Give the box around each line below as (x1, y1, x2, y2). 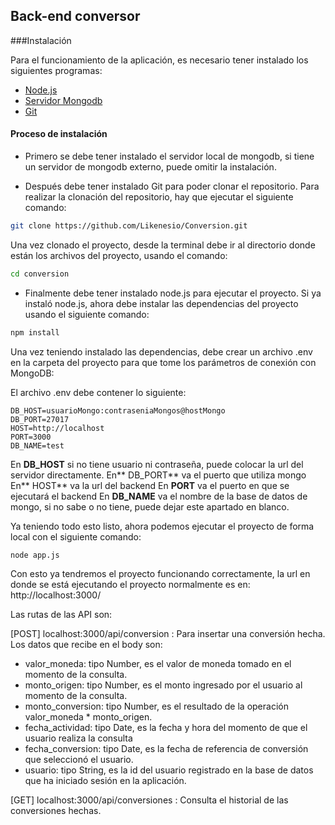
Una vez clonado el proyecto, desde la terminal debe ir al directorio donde (10, 239, 316, 251)
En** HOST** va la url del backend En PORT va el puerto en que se (10, 479, 290, 491)
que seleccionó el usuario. (24, 753, 134, 765)
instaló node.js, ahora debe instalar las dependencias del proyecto (24, 297, 299, 309)
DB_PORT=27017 (10, 414, 70, 424)
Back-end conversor (10, 8, 141, 25)
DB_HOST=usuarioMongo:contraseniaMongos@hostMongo (10, 405, 226, 416)
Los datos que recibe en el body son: (10, 638, 163, 650)
